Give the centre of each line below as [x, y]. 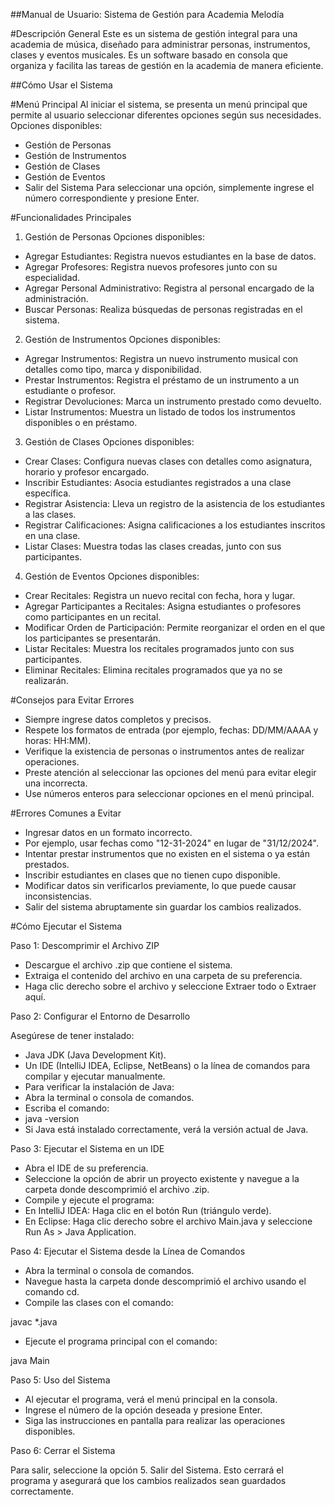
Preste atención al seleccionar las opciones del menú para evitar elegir [170, 772]
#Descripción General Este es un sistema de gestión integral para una [154, 33]
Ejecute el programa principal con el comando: [121, 1341]
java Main [30, 1360]
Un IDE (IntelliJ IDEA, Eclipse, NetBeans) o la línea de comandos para [167, 1065]
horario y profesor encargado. [87, 472]
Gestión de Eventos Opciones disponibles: [112, 576]
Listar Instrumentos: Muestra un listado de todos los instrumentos [160, 412]
